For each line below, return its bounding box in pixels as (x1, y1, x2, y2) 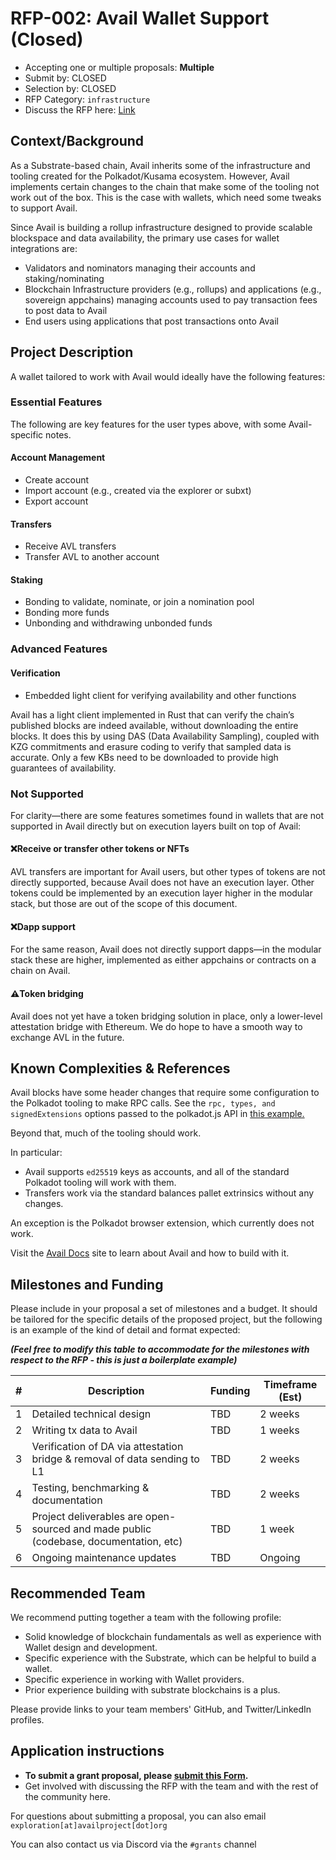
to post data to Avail (24, 304, 108, 316)
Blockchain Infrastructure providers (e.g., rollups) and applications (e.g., (24, 283, 322, 295)
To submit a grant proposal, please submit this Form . (24, 1769, 249, 1781)
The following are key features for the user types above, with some (10, 418, 287, 430)
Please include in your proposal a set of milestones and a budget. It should (10, 1303, 318, 1315)
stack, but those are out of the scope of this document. (10, 898, 238, 910)
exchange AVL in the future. (10, 1031, 125, 1043)
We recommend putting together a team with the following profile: (10, 1611, 282, 1623)
